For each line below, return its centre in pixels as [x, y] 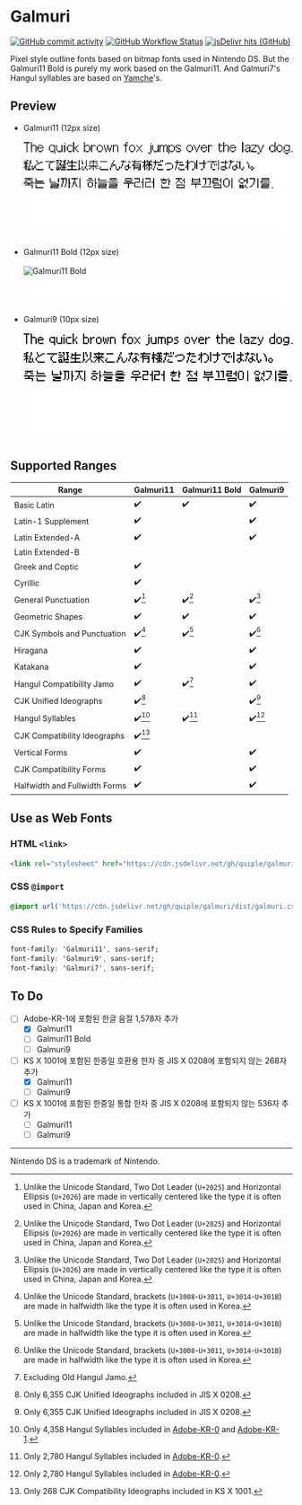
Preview [34, 106]
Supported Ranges [64, 466]
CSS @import [38, 886]
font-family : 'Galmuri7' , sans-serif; [82, 968]
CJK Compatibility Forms [60, 769]
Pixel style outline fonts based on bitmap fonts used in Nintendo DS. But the [150, 58]
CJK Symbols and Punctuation [70, 634]
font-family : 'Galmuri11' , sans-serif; [85, 949]
